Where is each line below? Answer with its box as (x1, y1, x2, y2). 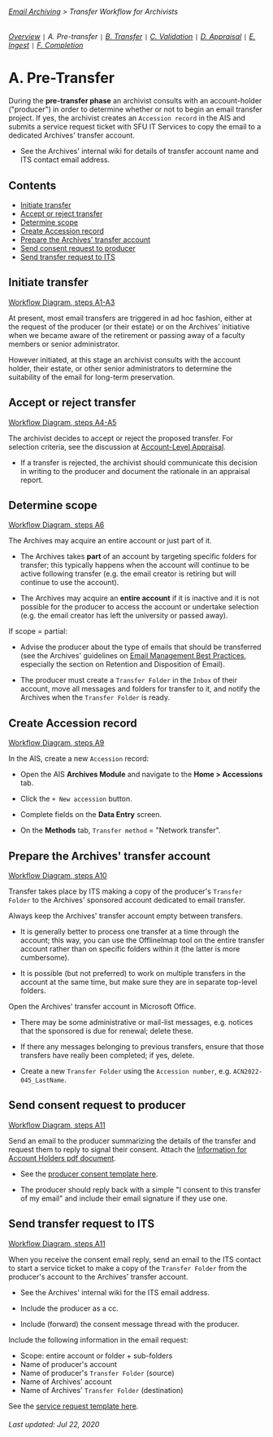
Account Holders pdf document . (8, 1153, 116, 1162)
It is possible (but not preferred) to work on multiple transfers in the (19, 969, 246, 978)
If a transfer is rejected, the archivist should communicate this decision (19, 457, 258, 468)
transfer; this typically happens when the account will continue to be (19, 560, 250, 570)
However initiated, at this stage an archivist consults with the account (8, 354, 241, 364)
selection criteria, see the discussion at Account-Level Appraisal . (8, 442, 226, 451)
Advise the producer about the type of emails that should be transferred (19, 642, 262, 652)
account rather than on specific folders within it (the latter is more (19, 944, 240, 954)
